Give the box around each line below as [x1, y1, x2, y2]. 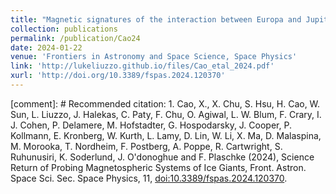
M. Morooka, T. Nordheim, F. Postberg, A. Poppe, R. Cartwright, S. [10, 140, 283, 152]
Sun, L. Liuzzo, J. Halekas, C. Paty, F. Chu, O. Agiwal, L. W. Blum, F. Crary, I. [10, 108, 322, 120]
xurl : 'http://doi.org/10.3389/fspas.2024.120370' [10, 71, 226, 81]
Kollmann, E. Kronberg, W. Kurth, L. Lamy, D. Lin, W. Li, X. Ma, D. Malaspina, [10, 129, 322, 141]
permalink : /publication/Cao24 [10, 33, 141, 43]
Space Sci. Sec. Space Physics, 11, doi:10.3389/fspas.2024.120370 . [10, 172, 288, 184]
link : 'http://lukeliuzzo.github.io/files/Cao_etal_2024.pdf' [10, 61, 275, 71]
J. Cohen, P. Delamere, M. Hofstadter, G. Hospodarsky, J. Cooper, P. [10, 119, 292, 131]
